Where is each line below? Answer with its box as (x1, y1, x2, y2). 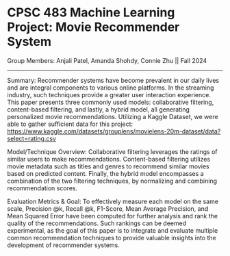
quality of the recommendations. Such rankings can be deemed (7, 219, 187, 227)
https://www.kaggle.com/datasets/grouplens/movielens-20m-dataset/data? (7, 127, 221, 135)
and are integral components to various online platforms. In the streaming (7, 84, 214, 92)
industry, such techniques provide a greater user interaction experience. (7, 90, 211, 99)
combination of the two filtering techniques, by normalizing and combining (7, 177, 218, 185)
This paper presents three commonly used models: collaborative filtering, (7, 98, 214, 106)
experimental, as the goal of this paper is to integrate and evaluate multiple (7, 226, 218, 234)
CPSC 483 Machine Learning (7, 5, 175, 21)
